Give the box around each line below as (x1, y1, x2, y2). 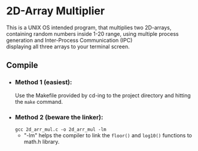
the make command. (14, 98, 63, 105)
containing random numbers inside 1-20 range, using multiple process (6, 30, 179, 37)
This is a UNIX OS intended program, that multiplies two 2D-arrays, (6, 24, 172, 31)
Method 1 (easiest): (14, 78, 72, 87)
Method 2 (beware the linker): (14, 113, 103, 121)
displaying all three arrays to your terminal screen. (6, 43, 130, 50)
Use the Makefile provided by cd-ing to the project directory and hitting (14, 91, 191, 99)
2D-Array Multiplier (6, 4, 105, 18)
